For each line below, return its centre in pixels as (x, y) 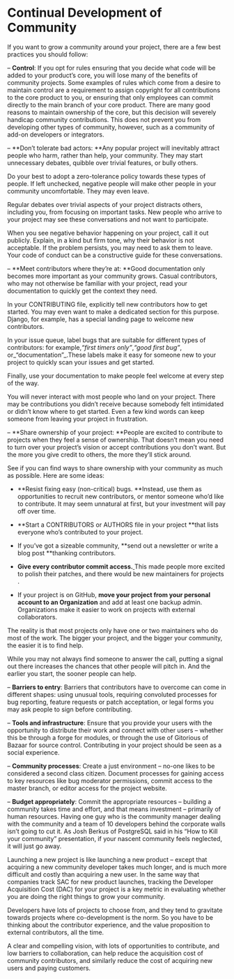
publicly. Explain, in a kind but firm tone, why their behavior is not (101, 240)
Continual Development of (85, 13)
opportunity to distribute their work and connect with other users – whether (115, 730)
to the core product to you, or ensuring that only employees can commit (110, 97)
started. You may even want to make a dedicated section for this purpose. (113, 311)
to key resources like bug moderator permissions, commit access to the (110, 780)
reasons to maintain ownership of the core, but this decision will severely (112, 112)
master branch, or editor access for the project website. (87, 788)
